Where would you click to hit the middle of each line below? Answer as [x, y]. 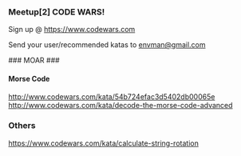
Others [22, 126]
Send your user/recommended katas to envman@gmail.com [107, 45]
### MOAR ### [34, 60]
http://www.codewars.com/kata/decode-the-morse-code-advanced [120, 105]
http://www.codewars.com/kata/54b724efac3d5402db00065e [112, 96]
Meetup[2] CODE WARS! [57, 12]
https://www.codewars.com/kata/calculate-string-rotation [104, 143]
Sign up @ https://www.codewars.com [72, 30]
